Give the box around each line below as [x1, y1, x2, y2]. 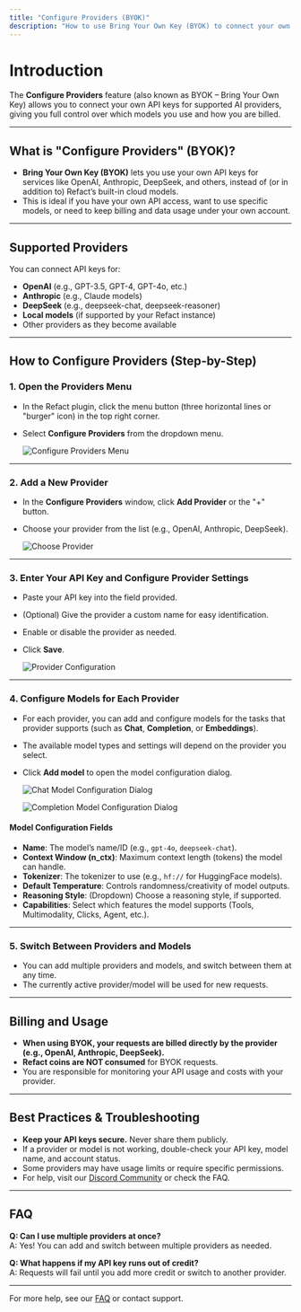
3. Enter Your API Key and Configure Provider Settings [9, 571, 249, 584]
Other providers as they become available [21, 320, 177, 330]
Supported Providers [9, 240, 128, 255]
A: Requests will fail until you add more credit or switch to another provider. [9, 1267, 287, 1278]
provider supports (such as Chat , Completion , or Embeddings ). [21, 722, 259, 733]
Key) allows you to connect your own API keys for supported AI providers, [9, 100, 282, 110]
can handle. [21, 861, 66, 872]
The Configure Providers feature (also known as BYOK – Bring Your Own [9, 90, 279, 101]
